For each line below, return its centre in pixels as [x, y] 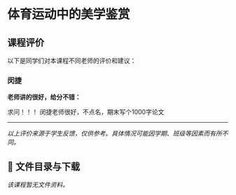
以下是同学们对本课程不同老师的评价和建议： [72, 61]
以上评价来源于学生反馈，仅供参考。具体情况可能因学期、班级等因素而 [109, 133]
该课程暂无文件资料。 [38, 185]
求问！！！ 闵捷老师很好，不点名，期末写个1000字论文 [86, 112]
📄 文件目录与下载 [44, 167]
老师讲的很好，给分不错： [44, 97]
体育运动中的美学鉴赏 [69, 14]
